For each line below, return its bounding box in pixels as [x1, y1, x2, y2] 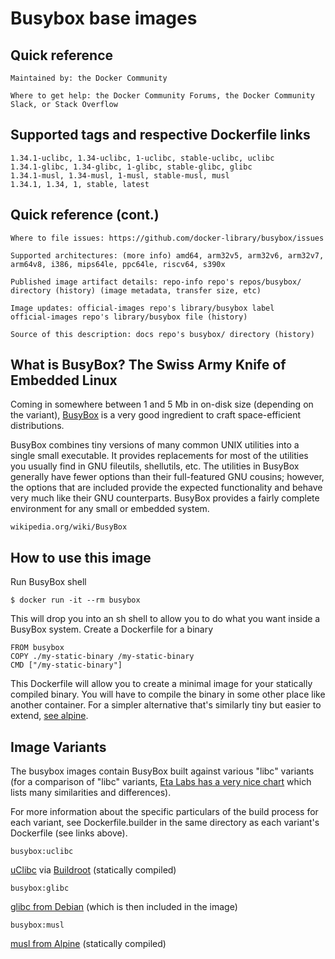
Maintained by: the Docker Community [10, 73, 168, 83]
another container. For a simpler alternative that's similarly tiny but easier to [10, 699, 322, 711]
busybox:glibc [10, 883, 70, 894]
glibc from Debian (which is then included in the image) [10, 901, 238, 913]
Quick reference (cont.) [10, 207, 160, 224]
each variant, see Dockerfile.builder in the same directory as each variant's [10, 817, 320, 829]
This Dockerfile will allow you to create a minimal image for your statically [10, 678, 313, 690]
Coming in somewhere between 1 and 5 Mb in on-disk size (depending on [10, 398, 314, 411]
